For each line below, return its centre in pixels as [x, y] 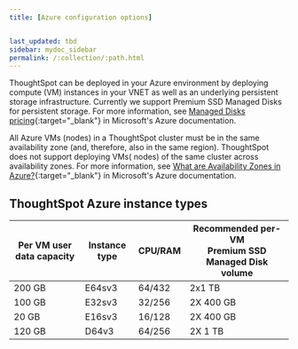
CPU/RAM [160, 251]
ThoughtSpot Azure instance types [109, 204]
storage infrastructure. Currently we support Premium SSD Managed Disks [145, 102]
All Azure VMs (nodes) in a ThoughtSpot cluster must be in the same [134, 138]
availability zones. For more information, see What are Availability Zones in [145, 166]
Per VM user [45, 245]
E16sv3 [101, 317]
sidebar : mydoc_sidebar [53, 50]
